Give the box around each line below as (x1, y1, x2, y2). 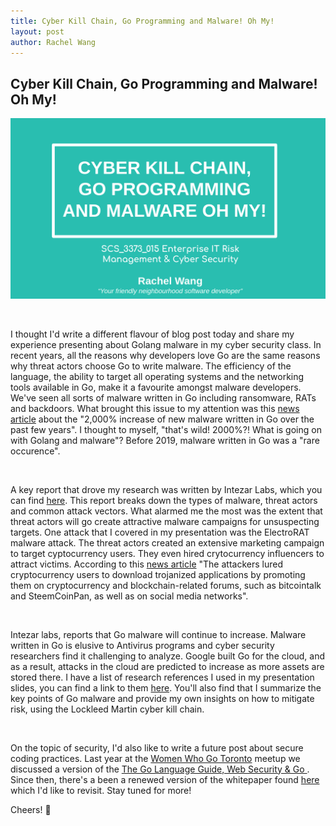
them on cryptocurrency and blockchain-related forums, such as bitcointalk (10, 579, 322, 591)
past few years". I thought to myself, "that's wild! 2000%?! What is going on (10, 423, 322, 435)
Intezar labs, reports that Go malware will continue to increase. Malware (10, 628, 307, 640)
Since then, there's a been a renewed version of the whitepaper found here (10, 773, 320, 785)
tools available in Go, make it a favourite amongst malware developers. (10, 381, 302, 393)
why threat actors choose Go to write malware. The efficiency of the (10, 360, 292, 372)
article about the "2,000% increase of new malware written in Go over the (10, 413, 315, 425)
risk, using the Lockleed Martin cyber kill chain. (10, 703, 205, 715)
